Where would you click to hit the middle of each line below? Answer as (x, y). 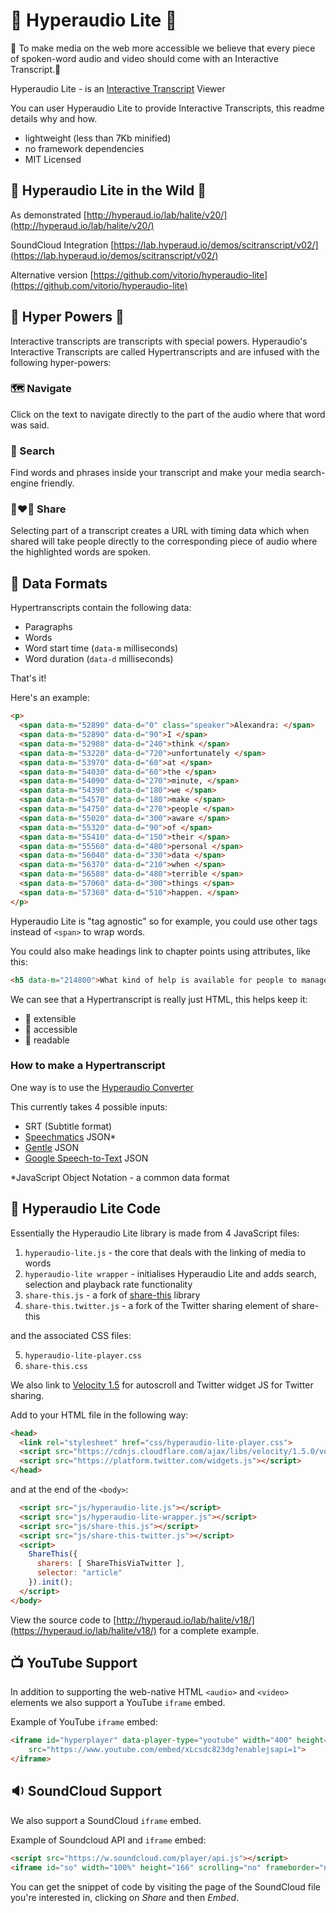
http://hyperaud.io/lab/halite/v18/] (185, 1620)
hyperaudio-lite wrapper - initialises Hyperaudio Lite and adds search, (170, 1273)
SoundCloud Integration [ (62, 245)
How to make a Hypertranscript (88, 1066)
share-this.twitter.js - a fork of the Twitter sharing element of (157, 1305)
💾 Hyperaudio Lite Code (86, 1209)
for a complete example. (209, 1630)
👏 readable (47, 1040)
